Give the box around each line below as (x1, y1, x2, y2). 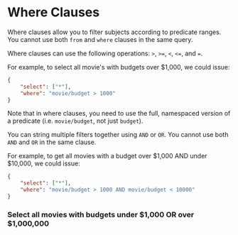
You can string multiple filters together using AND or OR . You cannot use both (7, 131, 229, 139)
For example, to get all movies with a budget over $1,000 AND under (7, 152, 207, 160)
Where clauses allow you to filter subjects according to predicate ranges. (7, 28, 222, 36)
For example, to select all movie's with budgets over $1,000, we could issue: (7, 62, 230, 71)
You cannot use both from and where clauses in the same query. (7, 35, 193, 43)
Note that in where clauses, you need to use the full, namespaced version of (7, 109, 231, 118)
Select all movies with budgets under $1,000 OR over (7, 209, 194, 219)
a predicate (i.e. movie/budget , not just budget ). (7, 116, 144, 125)
